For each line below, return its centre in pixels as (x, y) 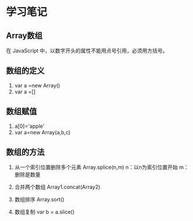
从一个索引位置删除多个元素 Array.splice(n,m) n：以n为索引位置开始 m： (101, 167)
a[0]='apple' (30, 126)
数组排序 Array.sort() (39, 199)
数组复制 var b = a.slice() (44, 212)
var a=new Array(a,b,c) (42, 132)
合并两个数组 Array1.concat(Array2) (57, 187)
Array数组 (24, 35)
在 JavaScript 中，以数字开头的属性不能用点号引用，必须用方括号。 (87, 51)
